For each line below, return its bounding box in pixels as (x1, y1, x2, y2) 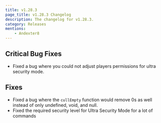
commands (12, 112, 36, 119)
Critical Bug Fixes (5, 50, 62, 58)
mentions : (5, 26, 26, 31)
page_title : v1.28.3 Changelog (5, 12, 71, 17)
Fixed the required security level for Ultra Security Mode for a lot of (12, 107, 153, 113)
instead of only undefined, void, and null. (12, 102, 98, 108)
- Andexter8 (14, 31, 39, 36)
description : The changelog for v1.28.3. (5, 17, 94, 22)
